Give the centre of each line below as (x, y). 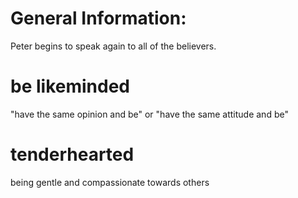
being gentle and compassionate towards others (110, 182)
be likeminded (70, 86)
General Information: (98, 18)
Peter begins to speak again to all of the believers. (113, 46)
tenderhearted (72, 154)
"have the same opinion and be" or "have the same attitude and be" (149, 114)
